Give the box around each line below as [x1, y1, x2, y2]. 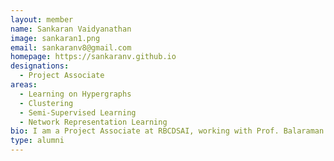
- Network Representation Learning [19, 117, 168, 127]
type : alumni [10, 136, 65, 146]
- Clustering [19, 98, 74, 108]
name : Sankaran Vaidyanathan [10, 24, 132, 34]
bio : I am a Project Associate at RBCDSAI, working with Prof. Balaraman [10, 126, 325, 136]
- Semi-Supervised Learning [19, 107, 137, 118]
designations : [10, 61, 70, 71]
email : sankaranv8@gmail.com [10, 42, 132, 53]
